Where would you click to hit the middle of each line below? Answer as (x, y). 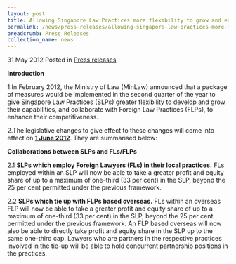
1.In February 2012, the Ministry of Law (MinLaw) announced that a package (117, 87)
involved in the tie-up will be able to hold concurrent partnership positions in (118, 246)
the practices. (27, 253)
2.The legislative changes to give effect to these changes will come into (111, 131)
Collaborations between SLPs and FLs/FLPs (72, 152)
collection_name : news (40, 40)
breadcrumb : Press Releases (48, 33)
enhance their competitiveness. (53, 117)
